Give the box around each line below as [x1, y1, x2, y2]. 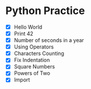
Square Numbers [13, 63, 55, 70]
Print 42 [13, 30, 33, 37]
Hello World [13, 23, 43, 30]
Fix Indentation [13, 57, 50, 64]
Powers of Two [13, 70, 51, 77]
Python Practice [5, 4, 85, 18]
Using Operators [13, 43, 54, 50]
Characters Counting [13, 50, 65, 57]
